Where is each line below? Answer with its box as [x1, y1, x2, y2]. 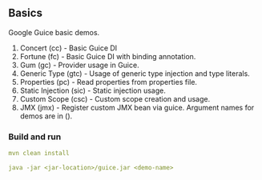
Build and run [8, 131, 62, 142]
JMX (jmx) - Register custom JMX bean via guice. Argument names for [19, 102, 255, 112]
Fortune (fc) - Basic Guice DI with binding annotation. [19, 51, 196, 61]
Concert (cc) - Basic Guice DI [19, 43, 118, 53]
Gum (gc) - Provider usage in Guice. [19, 60, 139, 70]
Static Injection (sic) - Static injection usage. [19, 86, 166, 95]
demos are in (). [19, 111, 73, 121]
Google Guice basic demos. [8, 27, 100, 37]
